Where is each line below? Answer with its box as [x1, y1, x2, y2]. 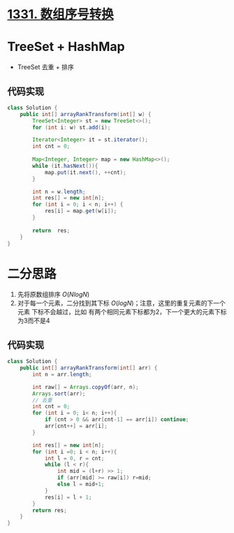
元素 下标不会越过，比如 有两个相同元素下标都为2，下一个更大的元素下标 [17, 308, 227, 316]
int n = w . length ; [32, 188, 86, 195]
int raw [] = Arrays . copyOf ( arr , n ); [32, 383, 139, 390]
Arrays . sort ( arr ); [32, 390, 86, 397]
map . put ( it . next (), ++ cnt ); [44, 169, 127, 176]
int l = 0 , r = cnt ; [44, 455, 105, 462]
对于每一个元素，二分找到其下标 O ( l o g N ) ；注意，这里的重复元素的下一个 [17, 299, 226, 308]
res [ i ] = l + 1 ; [44, 494, 92, 501]
